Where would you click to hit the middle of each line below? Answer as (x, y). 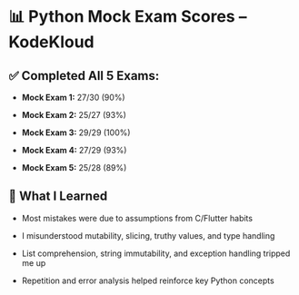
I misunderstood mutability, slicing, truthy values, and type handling (148, 235)
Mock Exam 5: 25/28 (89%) (74, 167)
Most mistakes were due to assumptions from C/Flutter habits (137, 218)
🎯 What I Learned (58, 197)
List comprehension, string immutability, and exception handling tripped (156, 253)
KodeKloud (51, 42)
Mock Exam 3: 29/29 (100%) (76, 133)
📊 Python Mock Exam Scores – (128, 17)
